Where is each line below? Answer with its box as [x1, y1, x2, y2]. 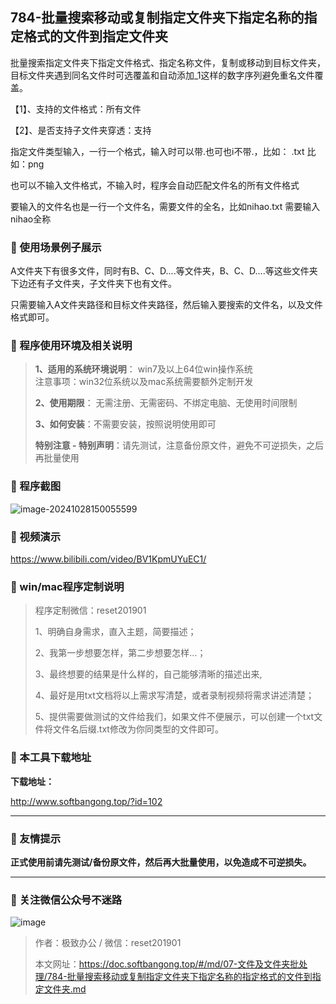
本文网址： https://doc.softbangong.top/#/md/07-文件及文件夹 [34, 958, 291, 970]
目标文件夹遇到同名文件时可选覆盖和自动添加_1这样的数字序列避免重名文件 [10, 69, 315, 81]
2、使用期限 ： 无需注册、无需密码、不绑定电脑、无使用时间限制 [34, 397, 298, 409]
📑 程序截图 [10, 479, 62, 493]
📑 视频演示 [10, 529, 62, 543]
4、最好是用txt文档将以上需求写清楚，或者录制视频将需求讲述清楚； [34, 689, 315, 702]
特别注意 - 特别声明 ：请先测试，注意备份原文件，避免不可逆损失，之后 [34, 439, 324, 452]
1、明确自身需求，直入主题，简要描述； [34, 626, 197, 638]
